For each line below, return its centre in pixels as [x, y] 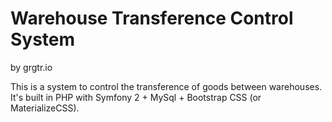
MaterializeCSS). [45, 108]
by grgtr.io [31, 67]
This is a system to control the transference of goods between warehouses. [166, 86]
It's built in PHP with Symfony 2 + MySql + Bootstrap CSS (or [136, 97]
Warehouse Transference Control [152, 18]
